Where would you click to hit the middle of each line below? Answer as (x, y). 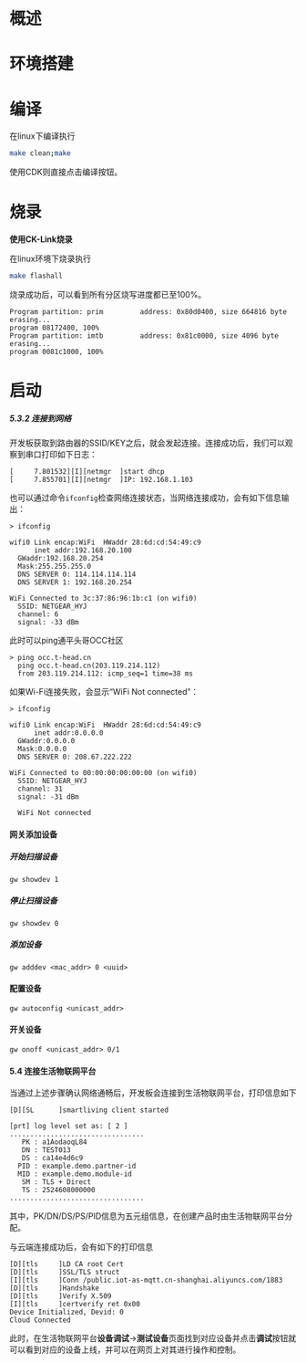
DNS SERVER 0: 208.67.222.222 (75, 757)
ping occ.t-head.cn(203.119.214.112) (89, 666)
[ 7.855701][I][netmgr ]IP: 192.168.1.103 (102, 480)
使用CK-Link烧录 (41, 239)
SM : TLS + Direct (56, 1182)
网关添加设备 (33, 834)
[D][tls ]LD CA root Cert (67, 1264)
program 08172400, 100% (55, 328)
